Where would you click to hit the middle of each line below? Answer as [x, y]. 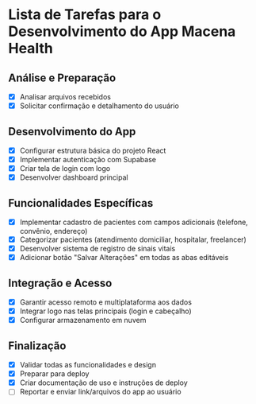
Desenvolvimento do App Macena [122, 31]
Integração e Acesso [60, 283]
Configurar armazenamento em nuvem [83, 320]
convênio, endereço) [53, 231]
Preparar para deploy [54, 374]
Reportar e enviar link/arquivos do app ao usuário [100, 392]
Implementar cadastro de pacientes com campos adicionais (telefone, [134, 222]
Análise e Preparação [62, 78]
